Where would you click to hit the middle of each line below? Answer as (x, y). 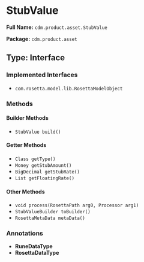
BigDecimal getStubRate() (47, 172)
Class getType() (35, 159)
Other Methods (25, 192)
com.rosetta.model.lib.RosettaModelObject (69, 89)
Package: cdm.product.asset (42, 39)
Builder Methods (28, 118)
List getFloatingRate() (45, 178)
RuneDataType (34, 246)
